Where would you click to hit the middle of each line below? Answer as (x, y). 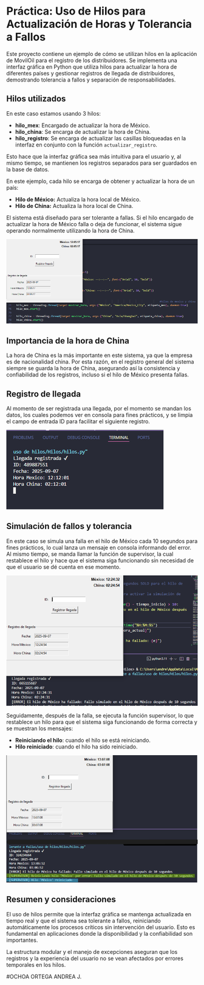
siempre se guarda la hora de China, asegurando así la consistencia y (93, 368)
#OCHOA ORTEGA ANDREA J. (44, 976)
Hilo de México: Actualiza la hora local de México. (78, 199)
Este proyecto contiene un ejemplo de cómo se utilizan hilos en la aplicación (102, 54)
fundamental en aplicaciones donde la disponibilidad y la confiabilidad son (100, 933)
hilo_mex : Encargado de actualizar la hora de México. (83, 125)
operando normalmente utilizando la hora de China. (70, 230)
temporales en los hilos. (36, 964)
